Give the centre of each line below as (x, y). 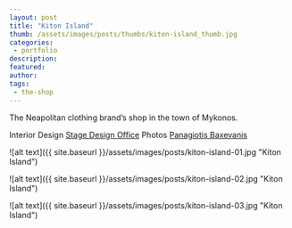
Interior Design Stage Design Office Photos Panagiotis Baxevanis (129, 134)
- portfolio (35, 51)
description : (33, 59)
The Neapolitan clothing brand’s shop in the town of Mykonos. (124, 118)
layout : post (33, 17)
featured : (28, 68)
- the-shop (33, 92)
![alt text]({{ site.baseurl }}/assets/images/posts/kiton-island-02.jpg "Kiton (146, 178)
